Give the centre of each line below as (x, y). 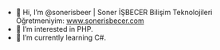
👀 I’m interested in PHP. (54, 29)
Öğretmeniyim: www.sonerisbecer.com (80, 21)
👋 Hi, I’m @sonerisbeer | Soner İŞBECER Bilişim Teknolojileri (114, 12)
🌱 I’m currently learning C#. (61, 37)
